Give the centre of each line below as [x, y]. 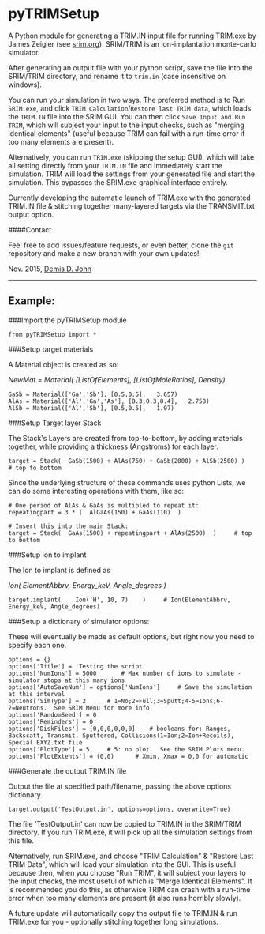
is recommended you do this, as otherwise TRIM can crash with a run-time [129, 889]
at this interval [37, 694]
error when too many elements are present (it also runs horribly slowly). [125, 898]
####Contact [30, 229]
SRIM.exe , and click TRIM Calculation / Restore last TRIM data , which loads [130, 108]
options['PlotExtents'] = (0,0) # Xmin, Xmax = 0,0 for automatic [128, 756]
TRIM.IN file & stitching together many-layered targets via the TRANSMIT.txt [131, 205]
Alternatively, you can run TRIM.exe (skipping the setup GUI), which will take [131, 157]
